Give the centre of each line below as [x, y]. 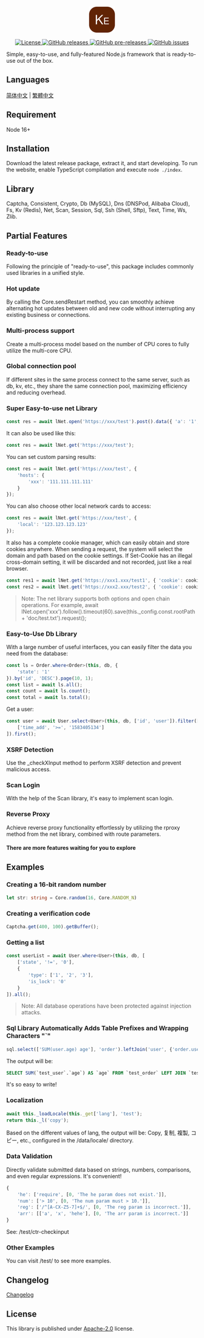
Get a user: [20, 709]
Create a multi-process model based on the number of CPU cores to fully [98, 344]
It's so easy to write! [32, 1084]
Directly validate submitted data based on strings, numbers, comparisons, [99, 1169]
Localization [25, 1100]
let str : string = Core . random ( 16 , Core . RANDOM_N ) [72, 898]
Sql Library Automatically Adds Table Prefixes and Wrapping [97, 1028]
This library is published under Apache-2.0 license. [70, 1329]
